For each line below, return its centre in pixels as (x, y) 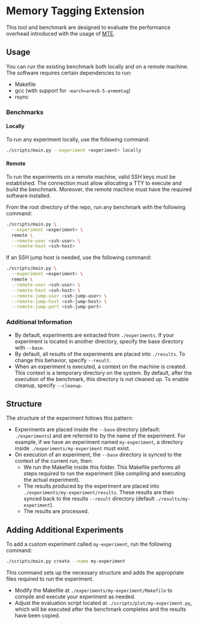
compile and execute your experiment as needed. (75, 597)
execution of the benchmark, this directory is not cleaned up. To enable (102, 379)
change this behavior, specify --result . (63, 360)
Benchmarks (25, 112)
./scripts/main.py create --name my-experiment (66, 561)
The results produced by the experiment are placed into (91, 486)
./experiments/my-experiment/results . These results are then (99, 492)
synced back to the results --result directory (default (89, 499)
